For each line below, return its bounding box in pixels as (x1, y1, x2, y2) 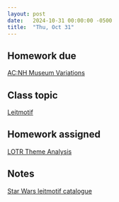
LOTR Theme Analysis (7, 147, 72, 156)
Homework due (7, 50, 76, 62)
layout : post (7, 10, 46, 18)
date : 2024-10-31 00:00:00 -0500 (7, 17, 113, 24)
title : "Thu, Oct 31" (7, 23, 74, 30)
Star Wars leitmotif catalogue (7, 186, 92, 195)
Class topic (7, 89, 58, 101)
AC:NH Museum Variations (7, 69, 85, 77)
